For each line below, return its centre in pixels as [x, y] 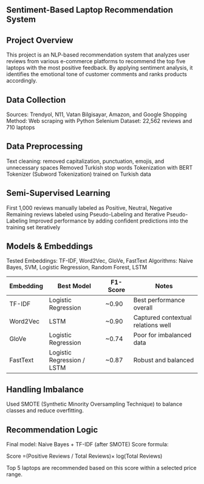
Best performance [159, 300]
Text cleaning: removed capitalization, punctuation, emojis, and [85, 161]
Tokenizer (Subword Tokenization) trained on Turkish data [79, 174]
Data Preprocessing [45, 146]
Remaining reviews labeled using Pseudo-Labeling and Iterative [86, 214]
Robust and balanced [164, 360]
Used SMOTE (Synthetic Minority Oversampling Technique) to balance [94, 404]
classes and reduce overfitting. [45, 410]
